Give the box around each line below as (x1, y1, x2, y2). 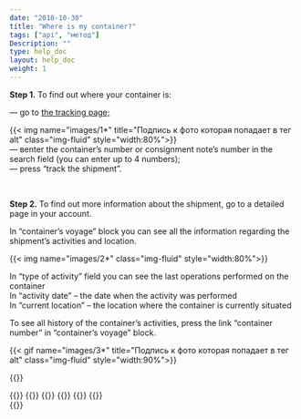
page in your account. (9, 208, 92, 219)
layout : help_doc (9, 56, 76, 65)
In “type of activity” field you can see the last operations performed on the (9, 271, 289, 281)
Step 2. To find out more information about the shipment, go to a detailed (9, 198, 285, 209)
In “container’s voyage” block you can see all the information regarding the (9, 225, 290, 237)
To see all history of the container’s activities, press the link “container (9, 317, 274, 328)
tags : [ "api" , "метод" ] (9, 30, 100, 39)
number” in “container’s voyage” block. (9, 327, 157, 338)
